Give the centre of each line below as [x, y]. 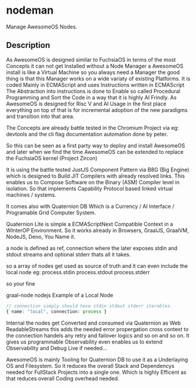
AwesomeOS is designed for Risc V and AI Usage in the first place [86, 104]
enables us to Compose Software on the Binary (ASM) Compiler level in [93, 182]
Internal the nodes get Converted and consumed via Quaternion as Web [94, 323]
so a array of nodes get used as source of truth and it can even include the [97, 266]
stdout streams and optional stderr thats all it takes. [68, 254]
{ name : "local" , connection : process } [57, 312]
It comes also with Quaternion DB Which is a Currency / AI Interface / [90, 206]
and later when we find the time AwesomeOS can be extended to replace [95, 152]
